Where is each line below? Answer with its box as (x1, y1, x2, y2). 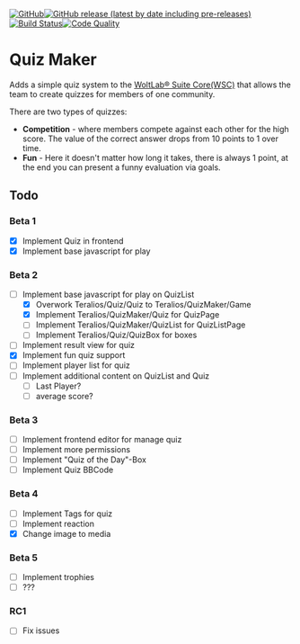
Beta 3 (9, 414, 39, 426)
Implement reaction (22, 518, 94, 529)
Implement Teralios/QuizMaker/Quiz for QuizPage (35, 309, 220, 320)
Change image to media (22, 528, 111, 539)
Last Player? (35, 380, 82, 391)
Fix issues (22, 625, 60, 636)
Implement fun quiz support (22, 350, 126, 361)
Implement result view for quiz (22, 340, 136, 351)
